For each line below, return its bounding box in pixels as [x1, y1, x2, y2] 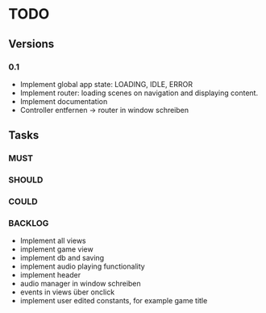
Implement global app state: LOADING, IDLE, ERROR [19, 79, 193, 89]
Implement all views [19, 236, 86, 246]
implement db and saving [19, 253, 105, 263]
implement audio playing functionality [19, 261, 145, 271]
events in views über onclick [19, 287, 115, 297]
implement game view [19, 244, 94, 254]
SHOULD [8, 174, 44, 186]
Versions [8, 37, 55, 51]
